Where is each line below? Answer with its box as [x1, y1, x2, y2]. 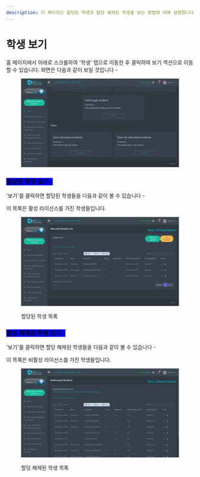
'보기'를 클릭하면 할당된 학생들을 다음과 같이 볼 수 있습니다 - [6, 192, 145, 199]
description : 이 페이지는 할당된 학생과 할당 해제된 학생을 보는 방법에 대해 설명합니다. [6, 10, 196, 15]
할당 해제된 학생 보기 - [6, 329, 65, 337]
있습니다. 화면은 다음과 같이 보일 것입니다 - [18, 66, 118, 73]
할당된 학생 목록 [21, 313, 58, 320]
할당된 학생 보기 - [6, 177, 53, 186]
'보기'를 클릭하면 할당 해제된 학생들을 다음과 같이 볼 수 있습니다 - [6, 344, 156, 351]
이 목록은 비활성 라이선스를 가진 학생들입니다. [6, 356, 111, 363]
